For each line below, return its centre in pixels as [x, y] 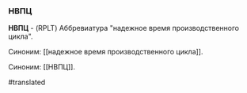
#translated [27, 82]
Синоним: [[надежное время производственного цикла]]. [106, 52]
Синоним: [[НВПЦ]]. [42, 67]
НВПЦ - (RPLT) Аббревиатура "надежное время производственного [124, 28]
